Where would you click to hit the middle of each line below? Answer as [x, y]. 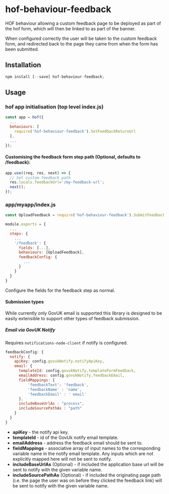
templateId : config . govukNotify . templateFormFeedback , [77, 371]
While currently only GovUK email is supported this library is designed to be [84, 313]
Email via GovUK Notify [30, 330]
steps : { [19, 233]
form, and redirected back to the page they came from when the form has [82, 43]
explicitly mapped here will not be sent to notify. [62, 459]
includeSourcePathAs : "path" [50, 408]
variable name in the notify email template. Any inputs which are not [83, 454]
